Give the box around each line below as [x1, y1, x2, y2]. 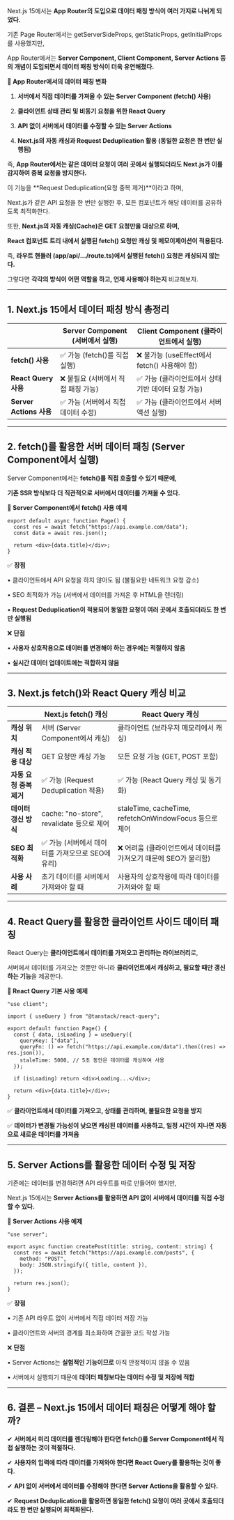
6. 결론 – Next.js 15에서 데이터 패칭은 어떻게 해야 [7, 1402, 205, 1413]
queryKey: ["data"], [19, 1037, 79, 1044]
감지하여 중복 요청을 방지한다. [7, 169, 87, 177]
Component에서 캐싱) [41, 734, 111, 743]
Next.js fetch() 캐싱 [44, 710, 108, 720]
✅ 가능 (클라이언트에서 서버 [136, 397, 221, 407]
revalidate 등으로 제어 [41, 819, 110, 828]
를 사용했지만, [7, 39, 45, 47]
